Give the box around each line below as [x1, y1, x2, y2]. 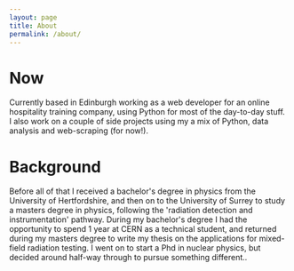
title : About [9, 21, 58, 30]
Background [9, 156, 101, 177]
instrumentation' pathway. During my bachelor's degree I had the [9, 214, 248, 225]
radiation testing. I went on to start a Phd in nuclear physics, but [27, 243, 261, 253]
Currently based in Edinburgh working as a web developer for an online [9, 97, 270, 108]
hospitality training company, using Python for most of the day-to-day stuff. [9, 107, 286, 117]
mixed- [258, 233, 286, 244]
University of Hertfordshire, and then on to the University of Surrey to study [9, 195, 286, 206]
